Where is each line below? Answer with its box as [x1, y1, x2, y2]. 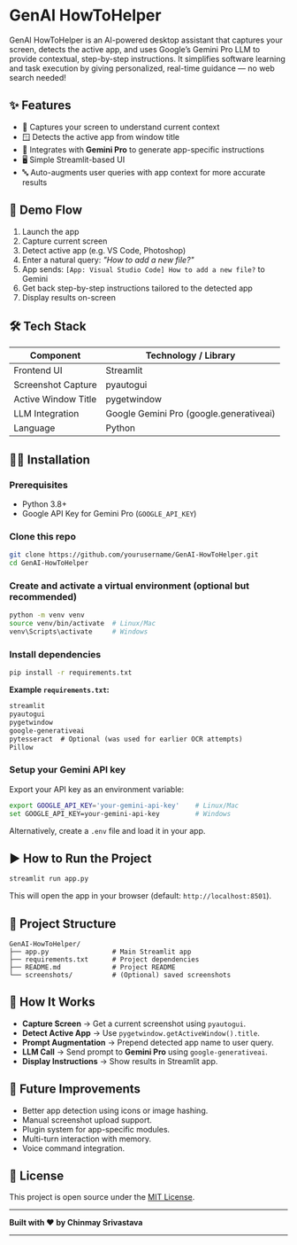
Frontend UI [13, 364, 63, 377]
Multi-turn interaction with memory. [21, 1133, 152, 1144]
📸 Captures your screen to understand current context [21, 121, 220, 132]
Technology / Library [145, 349, 236, 362]
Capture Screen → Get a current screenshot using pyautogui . [21, 1018, 246, 1029]
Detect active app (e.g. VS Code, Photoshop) [21, 245, 187, 255]
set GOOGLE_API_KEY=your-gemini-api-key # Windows [9, 809, 232, 818]
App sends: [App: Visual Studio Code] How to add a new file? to [21, 263, 265, 275]
